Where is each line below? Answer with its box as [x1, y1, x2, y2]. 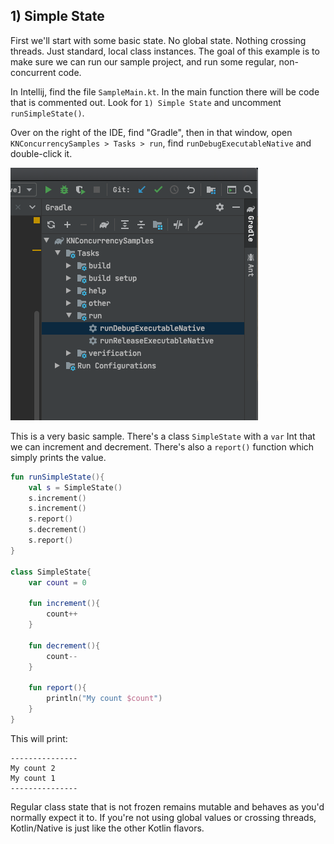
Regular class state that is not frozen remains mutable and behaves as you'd [10, 800, 325, 813]
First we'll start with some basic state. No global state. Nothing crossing [10, 34, 307, 46]
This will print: [10, 732, 68, 744]
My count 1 [10, 773, 56, 783]
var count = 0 [28, 577, 87, 588]
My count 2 [10, 763, 56, 773]
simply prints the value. [10, 451, 107, 463]
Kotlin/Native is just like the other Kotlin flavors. [10, 822, 205, 834]
